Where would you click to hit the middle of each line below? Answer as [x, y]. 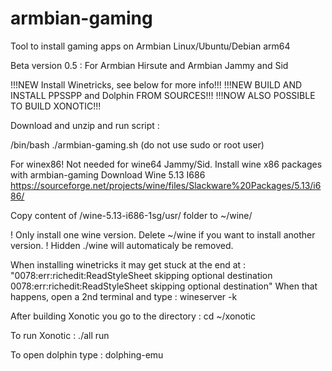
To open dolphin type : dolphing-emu [87, 354]
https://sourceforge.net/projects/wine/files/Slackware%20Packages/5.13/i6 [166, 185]
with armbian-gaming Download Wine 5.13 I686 [108, 174]
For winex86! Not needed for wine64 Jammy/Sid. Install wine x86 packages [166, 164]
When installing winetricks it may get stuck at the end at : [128, 264]
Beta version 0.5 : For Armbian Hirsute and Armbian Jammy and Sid [149, 65]
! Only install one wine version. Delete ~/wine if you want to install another [163, 234]
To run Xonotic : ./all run [60, 335]
